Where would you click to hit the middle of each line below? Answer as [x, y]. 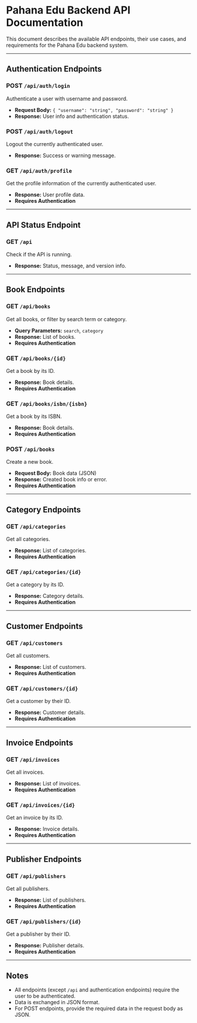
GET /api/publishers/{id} [44, 922]
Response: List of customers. [50, 667]
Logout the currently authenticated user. [55, 144]
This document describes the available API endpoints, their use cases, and [96, 39]
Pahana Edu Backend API [68, 10]
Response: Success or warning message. [65, 155]
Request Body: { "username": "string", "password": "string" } [94, 110]
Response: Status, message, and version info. [70, 266]
